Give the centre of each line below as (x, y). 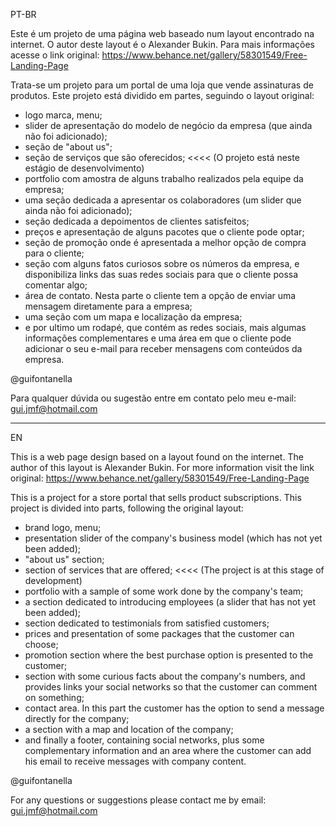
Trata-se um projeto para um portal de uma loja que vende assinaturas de (162, 85)
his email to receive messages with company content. (135, 761)
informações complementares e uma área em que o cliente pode (158, 338)
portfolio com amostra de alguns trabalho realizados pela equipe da (164, 178)
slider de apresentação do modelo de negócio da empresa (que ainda (168, 125)
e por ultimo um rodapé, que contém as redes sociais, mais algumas (165, 327)
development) (53, 580)
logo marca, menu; (63, 115)
